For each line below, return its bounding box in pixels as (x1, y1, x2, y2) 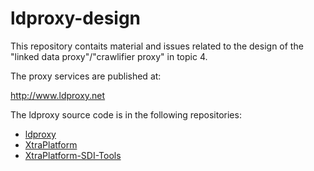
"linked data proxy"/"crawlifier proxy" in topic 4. (10, 50, 208, 62)
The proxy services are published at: (10, 70, 162, 82)
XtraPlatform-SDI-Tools (24, 149, 122, 161)
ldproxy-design (10, 7, 142, 30)
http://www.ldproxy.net (10, 89, 106, 101)
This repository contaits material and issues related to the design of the (10, 40, 304, 52)
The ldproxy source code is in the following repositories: (10, 108, 242, 121)
